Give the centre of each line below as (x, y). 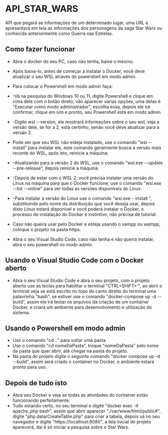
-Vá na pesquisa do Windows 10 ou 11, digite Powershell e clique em (83, 96)
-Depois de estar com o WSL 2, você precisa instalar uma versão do (83, 178)
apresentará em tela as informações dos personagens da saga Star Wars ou (84, 28)
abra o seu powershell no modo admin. (53, 244)
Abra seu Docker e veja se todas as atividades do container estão (80, 395)
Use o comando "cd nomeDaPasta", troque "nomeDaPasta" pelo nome (86, 346)
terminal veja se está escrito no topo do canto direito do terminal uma (84, 291)
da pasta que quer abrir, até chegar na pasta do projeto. (70, 351)
